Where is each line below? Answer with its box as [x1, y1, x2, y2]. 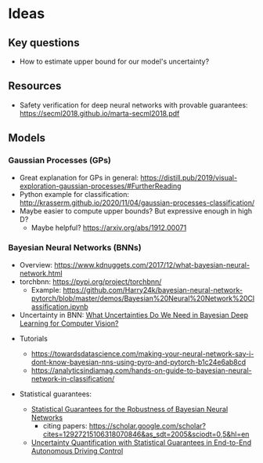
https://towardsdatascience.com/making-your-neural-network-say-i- [31, 348, 254, 358]
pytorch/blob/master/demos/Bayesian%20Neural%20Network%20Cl [31, 293, 255, 303]
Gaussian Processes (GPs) [8, 155, 112, 166]
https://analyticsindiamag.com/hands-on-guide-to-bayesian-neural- [31, 366, 252, 375]
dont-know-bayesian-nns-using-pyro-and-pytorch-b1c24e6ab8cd [31, 357, 247, 366]
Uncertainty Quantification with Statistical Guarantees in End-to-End [31, 437, 252, 447]
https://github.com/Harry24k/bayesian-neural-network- [62, 285, 243, 294]
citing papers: [42, 421, 88, 430]
